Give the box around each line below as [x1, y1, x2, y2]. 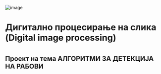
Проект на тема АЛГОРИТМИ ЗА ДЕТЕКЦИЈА [5, 54, 154, 63]
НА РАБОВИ [5, 62, 44, 71]
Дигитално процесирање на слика [5, 22, 157, 33]
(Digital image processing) [5, 32, 116, 44]
